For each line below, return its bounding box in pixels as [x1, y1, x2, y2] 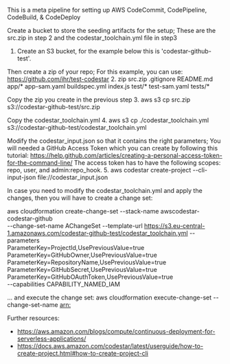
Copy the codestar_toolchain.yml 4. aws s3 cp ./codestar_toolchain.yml [7, 116, 209, 124]
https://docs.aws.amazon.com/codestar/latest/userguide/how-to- [16, 342, 204, 350]
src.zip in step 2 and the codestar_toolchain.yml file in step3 [7, 34, 177, 42]
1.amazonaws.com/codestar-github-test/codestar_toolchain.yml [7, 229, 188, 237]
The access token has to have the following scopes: [74, 159, 221, 167]
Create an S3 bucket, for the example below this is [16, 47, 160, 55]
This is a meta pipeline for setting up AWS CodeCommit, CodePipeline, [7, 6, 207, 14]
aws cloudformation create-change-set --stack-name [7, 207, 159, 215]
